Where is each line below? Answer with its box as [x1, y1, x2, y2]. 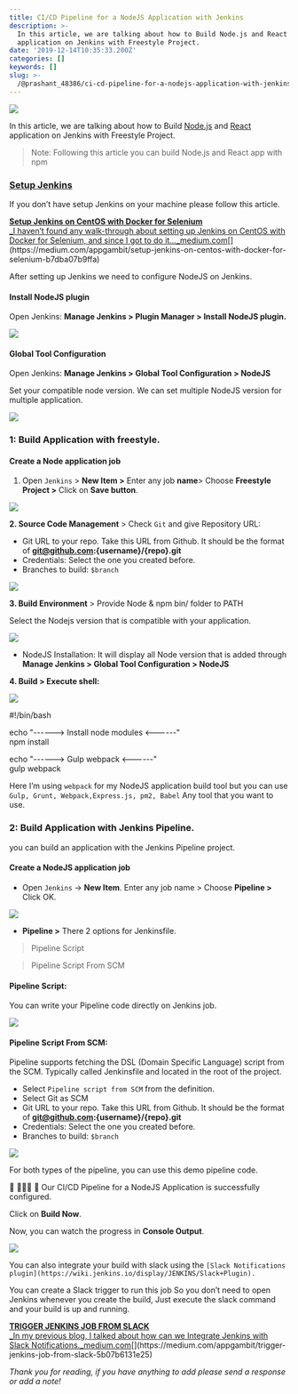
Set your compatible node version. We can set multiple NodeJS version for [9, 385, 282, 396]
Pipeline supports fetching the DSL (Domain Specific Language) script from [9, 1057, 285, 1068]
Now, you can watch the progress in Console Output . [9, 1226, 205, 1237]
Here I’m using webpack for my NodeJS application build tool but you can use [9, 780, 288, 792]
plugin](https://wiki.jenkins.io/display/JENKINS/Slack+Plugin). [9, 1269, 255, 1278]
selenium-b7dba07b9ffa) [9, 254, 100, 264]
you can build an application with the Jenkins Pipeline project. [9, 842, 236, 852]
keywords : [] [9, 63, 58, 72]
